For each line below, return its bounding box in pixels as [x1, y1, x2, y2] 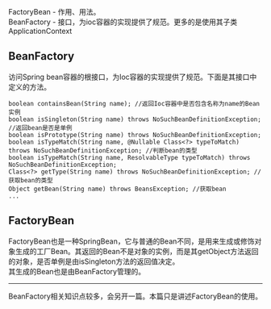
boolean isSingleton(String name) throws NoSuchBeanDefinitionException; [8, 115, 262, 123]
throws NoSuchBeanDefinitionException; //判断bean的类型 [8, 146, 198, 155]
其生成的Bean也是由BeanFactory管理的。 [8, 266, 146, 276]
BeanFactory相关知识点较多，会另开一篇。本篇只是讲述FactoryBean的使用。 [8, 291, 263, 301]
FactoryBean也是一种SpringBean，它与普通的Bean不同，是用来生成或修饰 [8, 236, 256, 246]
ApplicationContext [8, 27, 73, 35]
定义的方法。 [8, 81, 51, 91]
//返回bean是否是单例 [8, 123, 73, 132]
